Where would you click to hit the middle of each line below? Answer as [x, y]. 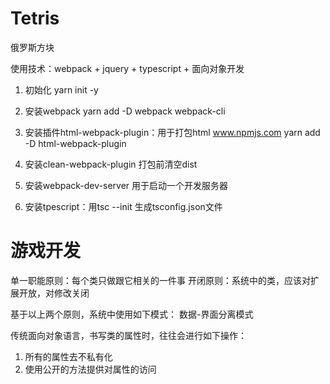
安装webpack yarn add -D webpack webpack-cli [125, 111]
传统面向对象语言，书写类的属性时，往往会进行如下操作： [128, 335]
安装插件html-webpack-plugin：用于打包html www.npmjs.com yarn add [172, 132]
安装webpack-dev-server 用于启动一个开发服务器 [126, 185]
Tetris [35, 18]
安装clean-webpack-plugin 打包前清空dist [111, 164]
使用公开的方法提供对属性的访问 [90, 369]
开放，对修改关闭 [54, 293]
